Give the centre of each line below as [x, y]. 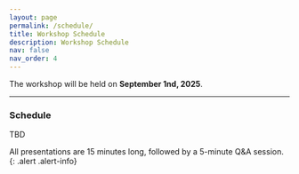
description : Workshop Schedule [69, 42]
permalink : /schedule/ [51, 26]
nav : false [29, 51]
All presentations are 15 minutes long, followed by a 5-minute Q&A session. [147, 152]
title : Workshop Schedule [57, 34]
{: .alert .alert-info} [43, 162]
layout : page [33, 17]
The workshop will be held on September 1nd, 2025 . [106, 84]
